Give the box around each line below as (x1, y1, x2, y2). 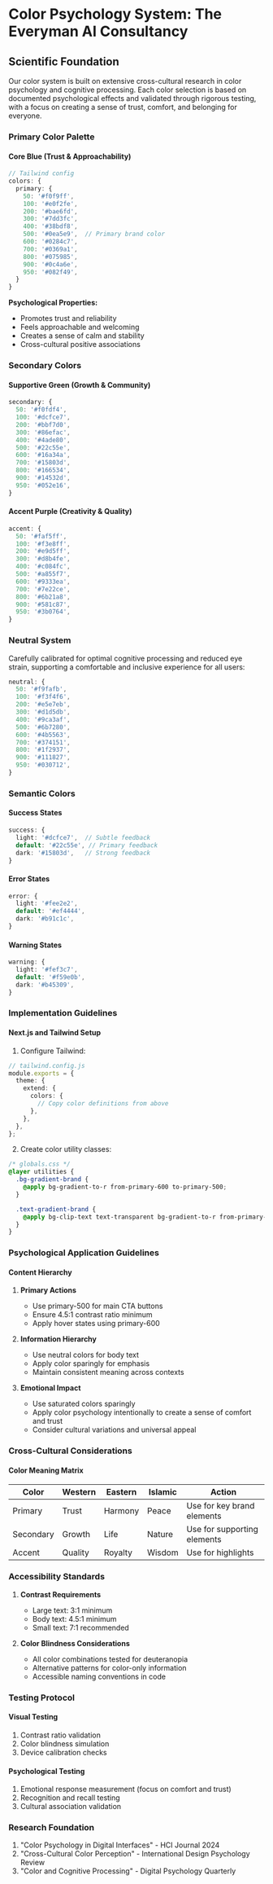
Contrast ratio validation (19, 1730, 102, 1740)
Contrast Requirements (19, 1589, 102, 1599)
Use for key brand (186, 1500, 255, 1511)
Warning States (8, 940, 63, 950)
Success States (8, 808, 63, 818)
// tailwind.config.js (8, 1061, 85, 1069)
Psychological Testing (8, 1766, 85, 1776)
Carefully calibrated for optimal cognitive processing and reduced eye (8, 653, 243, 663)
